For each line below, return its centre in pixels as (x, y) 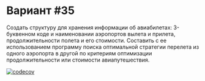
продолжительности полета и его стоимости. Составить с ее (87, 40)
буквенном (21, 33)
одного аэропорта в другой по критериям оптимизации (79, 53)
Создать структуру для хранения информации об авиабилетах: (89, 27)
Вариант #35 (41, 11)
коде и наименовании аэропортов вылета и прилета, (106, 33)
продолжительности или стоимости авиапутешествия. (78, 60)
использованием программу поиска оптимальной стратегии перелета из (103, 47)
